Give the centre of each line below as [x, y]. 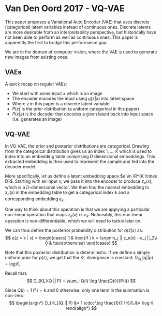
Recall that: [16, 273]
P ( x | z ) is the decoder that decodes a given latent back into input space [83, 114]
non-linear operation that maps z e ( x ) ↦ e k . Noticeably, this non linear [74, 215]
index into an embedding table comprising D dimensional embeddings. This [80, 156]
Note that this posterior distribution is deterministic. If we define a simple [77, 252]
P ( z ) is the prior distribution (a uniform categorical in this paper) [75, 109]
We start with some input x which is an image [57, 93]
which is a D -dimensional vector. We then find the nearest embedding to [77, 188]
